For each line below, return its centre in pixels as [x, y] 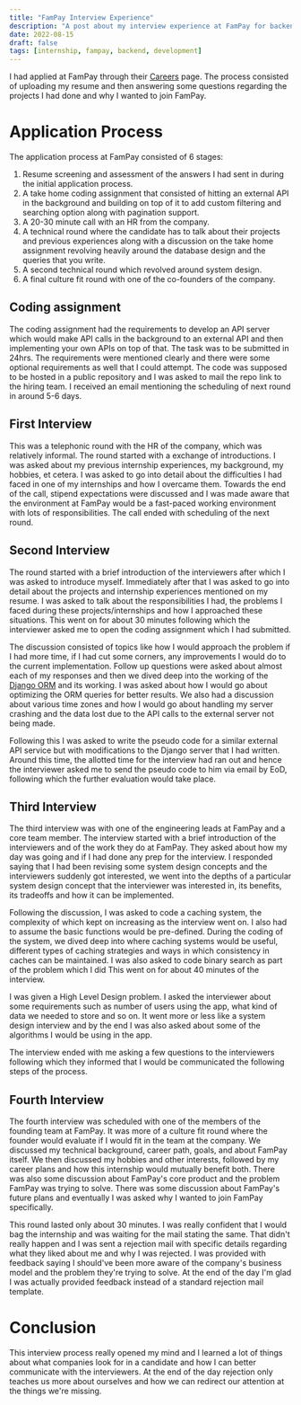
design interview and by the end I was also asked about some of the [135, 1026]
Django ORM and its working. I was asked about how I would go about [138, 685]
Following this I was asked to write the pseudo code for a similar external [144, 740]
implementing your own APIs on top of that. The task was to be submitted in [149, 348]
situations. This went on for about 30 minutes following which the [130, 620]
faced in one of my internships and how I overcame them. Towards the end [148, 484]
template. [27, 1292]
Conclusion [53, 1328]
